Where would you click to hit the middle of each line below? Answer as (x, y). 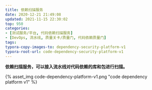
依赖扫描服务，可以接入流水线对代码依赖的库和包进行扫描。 (66, 66)
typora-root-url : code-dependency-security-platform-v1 (64, 51)
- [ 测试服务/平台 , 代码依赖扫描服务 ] (39, 33)
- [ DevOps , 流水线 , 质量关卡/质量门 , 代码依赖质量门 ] (56, 38)
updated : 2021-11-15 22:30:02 (37, 19)
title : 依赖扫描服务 (24, 10)
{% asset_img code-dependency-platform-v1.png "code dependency (76, 76)
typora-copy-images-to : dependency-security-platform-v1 (66, 47)
